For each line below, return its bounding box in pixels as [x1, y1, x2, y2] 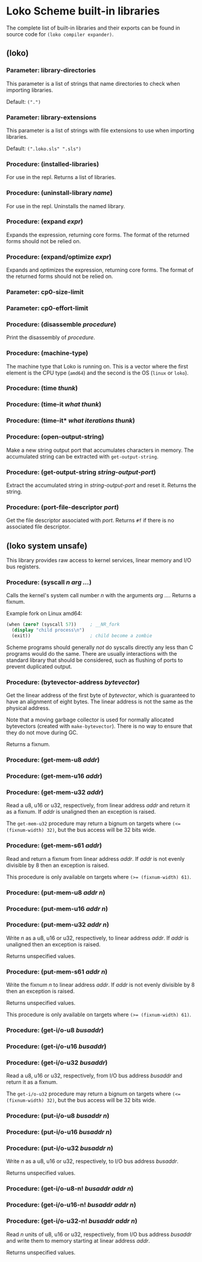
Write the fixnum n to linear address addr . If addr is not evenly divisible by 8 [6, 981, 195, 989]
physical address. [6, 705, 50, 712]
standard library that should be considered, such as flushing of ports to [6, 656, 183, 664]
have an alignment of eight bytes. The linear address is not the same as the [6, 698, 193, 705]
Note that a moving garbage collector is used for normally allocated [6, 716, 174, 723]
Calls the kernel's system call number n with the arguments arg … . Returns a [6, 592, 196, 599]
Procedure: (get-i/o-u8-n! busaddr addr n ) [6, 1184, 134, 1193]
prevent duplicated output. [6, 662, 72, 670]
